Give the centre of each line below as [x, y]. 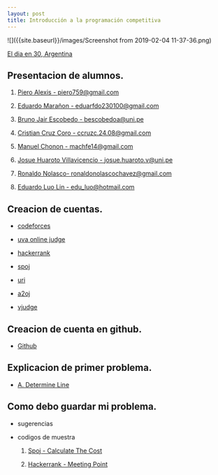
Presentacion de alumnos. [66, 75]
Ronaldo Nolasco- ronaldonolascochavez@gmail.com [95, 174]
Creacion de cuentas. [55, 209]
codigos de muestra [46, 437]
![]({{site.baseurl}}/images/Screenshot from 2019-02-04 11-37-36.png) [109, 40]
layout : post [26, 14]
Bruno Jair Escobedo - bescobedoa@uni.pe [81, 119]
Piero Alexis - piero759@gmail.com [68, 92]
